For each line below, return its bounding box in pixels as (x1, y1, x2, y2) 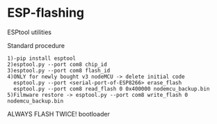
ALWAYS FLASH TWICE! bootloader (7, 109, 110, 118)
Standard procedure (7, 41, 65, 49)
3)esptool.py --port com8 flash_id (7, 67, 111, 74)
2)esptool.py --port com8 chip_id (7, 61, 108, 68)
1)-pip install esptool (7, 54, 77, 62)
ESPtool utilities (7, 28, 52, 36)
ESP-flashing (7, 5, 85, 21)
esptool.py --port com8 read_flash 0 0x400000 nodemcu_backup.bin (13, 85, 210, 92)
